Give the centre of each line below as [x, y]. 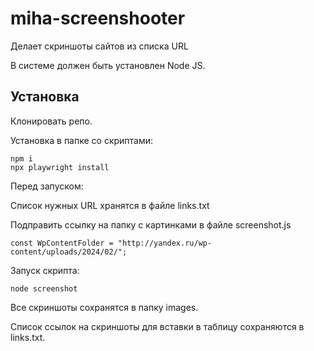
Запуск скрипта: [45, 270]
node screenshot [44, 288]
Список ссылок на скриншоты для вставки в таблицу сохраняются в [157, 326]
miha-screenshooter [98, 18]
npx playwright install [60, 167]
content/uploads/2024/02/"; [69, 252]
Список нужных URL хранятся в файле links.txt [110, 205]
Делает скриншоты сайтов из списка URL [99, 46]
